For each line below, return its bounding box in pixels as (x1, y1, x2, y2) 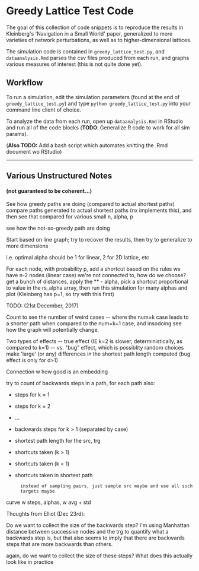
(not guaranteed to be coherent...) (6, 187, 92, 194)
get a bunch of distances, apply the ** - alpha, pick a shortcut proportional (6, 278, 188, 285)
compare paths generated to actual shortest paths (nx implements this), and (6, 207, 192, 214)
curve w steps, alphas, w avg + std (6, 499, 91, 506)
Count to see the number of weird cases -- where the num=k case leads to (6, 313, 189, 321)
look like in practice (6, 559, 54, 566)
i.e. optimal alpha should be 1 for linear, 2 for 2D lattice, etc (6, 254, 150, 261)
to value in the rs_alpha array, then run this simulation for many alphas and (6, 284, 188, 291)
